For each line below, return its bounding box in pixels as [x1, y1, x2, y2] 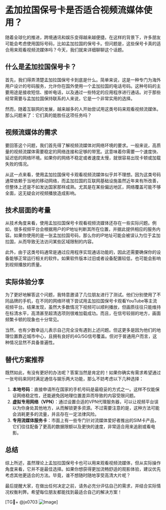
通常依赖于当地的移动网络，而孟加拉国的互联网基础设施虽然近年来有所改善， [5, 177, 161, 184]
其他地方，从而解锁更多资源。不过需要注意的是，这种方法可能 [34, 405, 160, 411]
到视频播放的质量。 [5, 262, 44, 268]
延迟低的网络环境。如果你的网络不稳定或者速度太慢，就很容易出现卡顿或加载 [5, 154, 161, 160]
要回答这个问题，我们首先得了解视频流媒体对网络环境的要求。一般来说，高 [5, 142, 157, 148]
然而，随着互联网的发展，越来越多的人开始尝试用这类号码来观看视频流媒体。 [5, 106, 161, 112]
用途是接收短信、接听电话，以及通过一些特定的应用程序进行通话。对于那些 [9, 89, 161, 95]
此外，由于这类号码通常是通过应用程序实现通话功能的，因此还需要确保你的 [5, 249, 157, 255]
